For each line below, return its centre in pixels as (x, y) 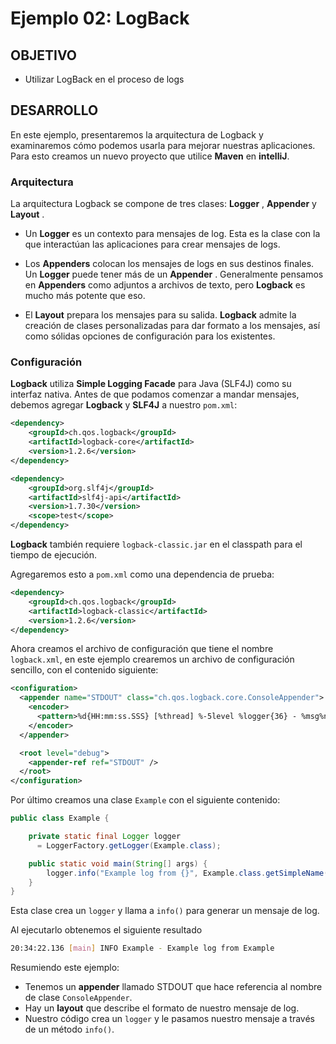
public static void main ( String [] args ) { (118, 863)
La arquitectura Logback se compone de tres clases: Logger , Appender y (163, 204)
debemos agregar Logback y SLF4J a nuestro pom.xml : (124, 405)
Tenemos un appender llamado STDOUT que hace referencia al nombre (173, 987)
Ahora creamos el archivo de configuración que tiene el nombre (142, 649)
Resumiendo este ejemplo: (65, 968)
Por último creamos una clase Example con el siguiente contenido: (145, 800)
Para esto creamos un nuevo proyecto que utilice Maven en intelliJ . (150, 156)
